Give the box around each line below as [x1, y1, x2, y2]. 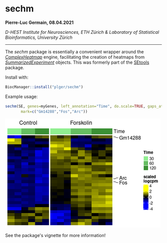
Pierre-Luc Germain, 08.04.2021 [5, 19, 74, 25]
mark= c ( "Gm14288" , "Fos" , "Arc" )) [20, 109, 88, 114]
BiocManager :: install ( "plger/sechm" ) [5, 84, 83, 90]
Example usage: [5, 93, 38, 100]
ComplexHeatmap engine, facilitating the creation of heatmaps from [5, 54, 145, 60]
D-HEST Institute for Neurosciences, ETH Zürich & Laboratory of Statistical [5, 29, 160, 35]
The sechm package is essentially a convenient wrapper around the [5, 48, 144, 55]
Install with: [5, 74, 29, 80]
